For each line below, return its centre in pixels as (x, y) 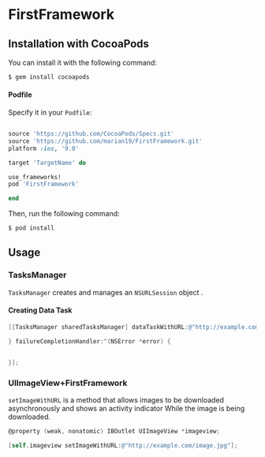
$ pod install (32, 228)
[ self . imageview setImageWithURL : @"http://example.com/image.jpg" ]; (123, 445)
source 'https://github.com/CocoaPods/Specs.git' (91, 134)
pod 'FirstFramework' (44, 184)
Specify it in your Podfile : (50, 113)
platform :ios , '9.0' (44, 148)
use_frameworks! (35, 177)
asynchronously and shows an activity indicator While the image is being (127, 408)
